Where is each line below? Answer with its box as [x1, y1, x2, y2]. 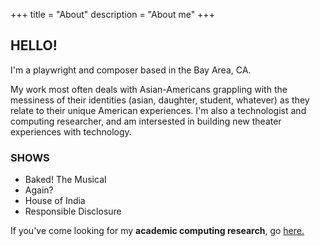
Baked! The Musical [24, 174, 107, 186]
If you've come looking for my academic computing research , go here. [10, 225, 305, 237]
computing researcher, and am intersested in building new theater [10, 115, 282, 127]
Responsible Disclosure [24, 205, 122, 218]
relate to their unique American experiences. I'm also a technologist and [10, 104, 307, 116]
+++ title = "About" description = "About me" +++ [10, 9, 215, 20]
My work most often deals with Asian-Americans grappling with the [10, 83, 288, 95]
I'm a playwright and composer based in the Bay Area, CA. [10, 64, 252, 76]
